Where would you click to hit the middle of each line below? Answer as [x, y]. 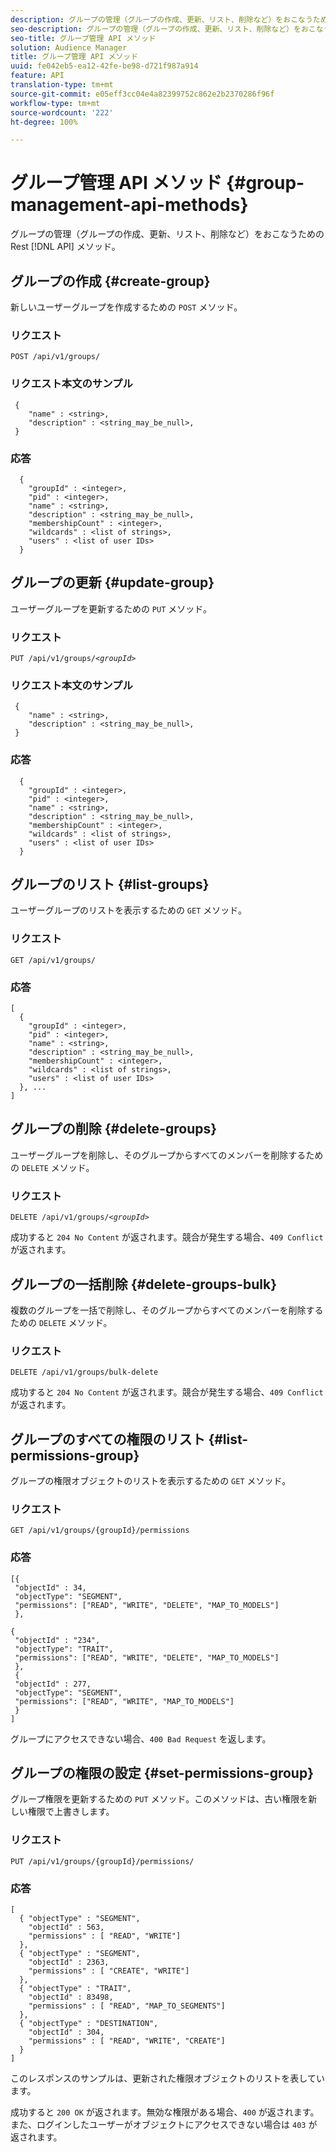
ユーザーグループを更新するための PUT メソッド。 [111, 608]
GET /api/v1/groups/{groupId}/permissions [100, 1531]
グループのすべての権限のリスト [108, 1439]
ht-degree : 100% [44, 122]
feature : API [37, 76]
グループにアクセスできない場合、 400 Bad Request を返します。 [141, 1738]
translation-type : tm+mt [62, 85]
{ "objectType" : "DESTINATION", [89, 2024]
